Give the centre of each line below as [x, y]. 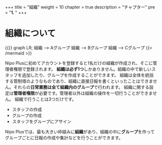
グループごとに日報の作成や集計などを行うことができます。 [64, 138]
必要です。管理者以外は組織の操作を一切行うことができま [96, 93]
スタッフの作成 [27, 109]
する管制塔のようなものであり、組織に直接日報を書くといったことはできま [79, 81]
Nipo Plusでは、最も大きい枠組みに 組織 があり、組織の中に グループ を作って [80, 132]
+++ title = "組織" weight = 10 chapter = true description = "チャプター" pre [80, 7]
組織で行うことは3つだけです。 [45, 99]
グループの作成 [27, 115]
